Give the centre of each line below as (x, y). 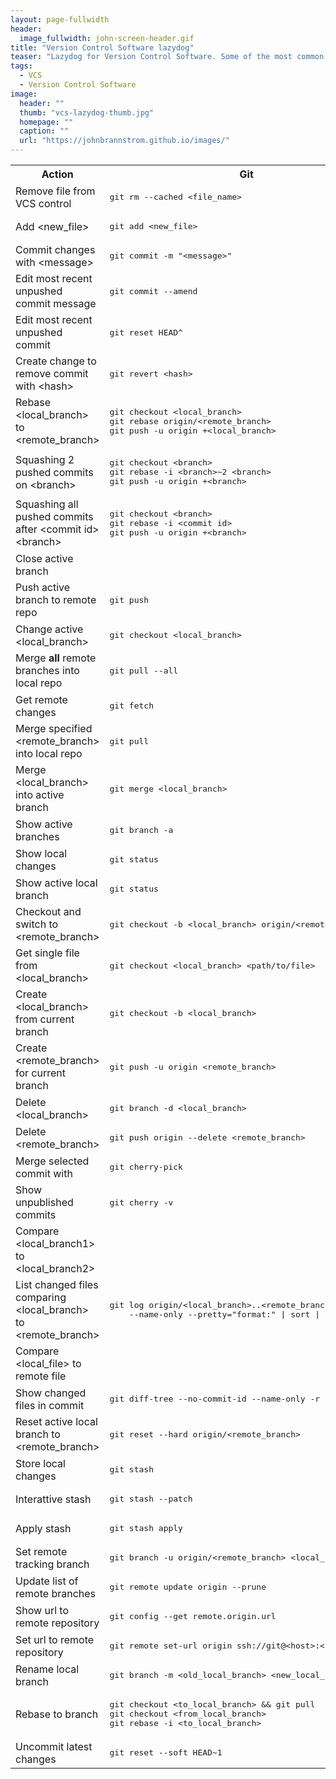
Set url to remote (55, 1639)
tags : (21, 66)
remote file (41, 1376)
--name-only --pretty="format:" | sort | (224, 1314)
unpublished (44, 1202)
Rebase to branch (57, 1714)
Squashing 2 (45, 459)
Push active (43, 587)
